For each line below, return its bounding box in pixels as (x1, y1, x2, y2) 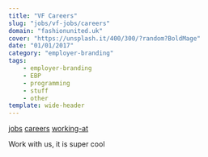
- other (23, 94, 49, 102)
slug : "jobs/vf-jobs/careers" (8, 19, 111, 27)
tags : (8, 57, 27, 65)
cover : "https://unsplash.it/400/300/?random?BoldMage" (8, 34, 201, 43)
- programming (23, 79, 70, 87)
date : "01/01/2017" (8, 42, 74, 50)
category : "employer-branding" (8, 49, 114, 57)
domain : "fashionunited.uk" (8, 27, 104, 35)
